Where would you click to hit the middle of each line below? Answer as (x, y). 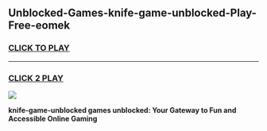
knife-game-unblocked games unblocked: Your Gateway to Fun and (122, 110)
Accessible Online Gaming (53, 118)
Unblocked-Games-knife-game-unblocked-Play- (132, 13)
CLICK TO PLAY (39, 48)
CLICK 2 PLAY (36, 78)
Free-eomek (39, 26)
